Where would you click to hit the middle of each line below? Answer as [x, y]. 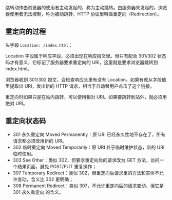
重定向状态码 [26, 121]
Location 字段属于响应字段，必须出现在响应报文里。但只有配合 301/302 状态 [86, 56]
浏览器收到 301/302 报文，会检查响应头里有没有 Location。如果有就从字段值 [86, 79]
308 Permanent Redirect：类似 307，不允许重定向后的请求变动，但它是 [88, 186]
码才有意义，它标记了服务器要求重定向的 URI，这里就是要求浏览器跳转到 [82, 62]
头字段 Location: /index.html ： [39, 45]
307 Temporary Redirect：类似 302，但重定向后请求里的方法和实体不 [86, 173]
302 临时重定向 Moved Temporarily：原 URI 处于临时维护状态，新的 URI [89, 147]
